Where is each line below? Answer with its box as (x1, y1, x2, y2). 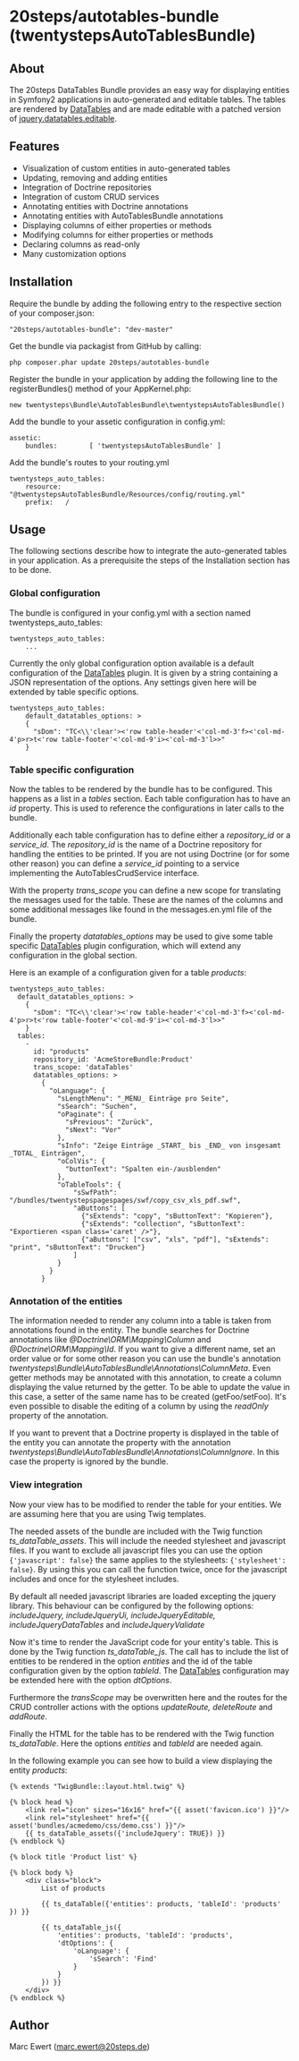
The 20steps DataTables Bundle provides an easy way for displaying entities (9, 85, 290, 95)
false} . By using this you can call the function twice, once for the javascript (9, 1563, 287, 1574)
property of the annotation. (9, 1410, 109, 1421)
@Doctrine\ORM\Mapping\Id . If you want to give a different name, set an (9, 1344, 276, 1355)
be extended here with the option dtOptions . (9, 1674, 172, 1685)
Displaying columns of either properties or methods (21, 219, 212, 230)
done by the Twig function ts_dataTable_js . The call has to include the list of (9, 1646, 289, 1656)
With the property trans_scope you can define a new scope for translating (9, 885, 281, 896)
